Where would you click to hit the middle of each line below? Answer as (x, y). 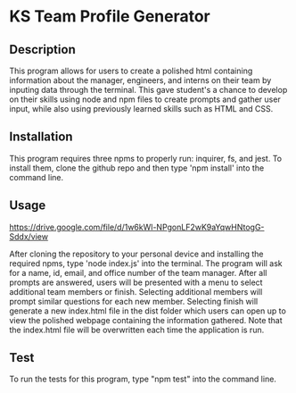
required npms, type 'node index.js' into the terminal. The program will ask (146, 263)
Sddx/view (29, 236)
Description (42, 50)
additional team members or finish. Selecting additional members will (136, 291)
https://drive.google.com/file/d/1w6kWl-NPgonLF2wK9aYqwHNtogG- (137, 227)
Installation (41, 137)
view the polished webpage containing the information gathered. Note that (146, 320)
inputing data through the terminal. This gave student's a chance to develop (148, 90)
